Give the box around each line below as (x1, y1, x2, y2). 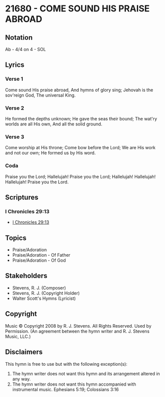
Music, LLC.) (5, 333, 31, 340)
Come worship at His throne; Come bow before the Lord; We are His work (5, 145, 156, 151)
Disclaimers (5, 348, 43, 356)
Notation (5, 33, 33, 42)
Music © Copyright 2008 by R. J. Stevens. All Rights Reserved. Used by (5, 323, 152, 329)
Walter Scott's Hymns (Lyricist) (12, 295, 76, 301)
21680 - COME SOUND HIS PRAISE (5, 3, 150, 14)
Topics (5, 233, 27, 242)
